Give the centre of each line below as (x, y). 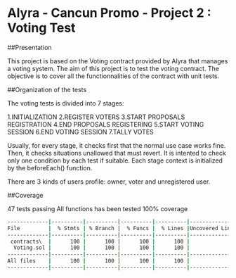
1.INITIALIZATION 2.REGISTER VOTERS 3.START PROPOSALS (96, 117)
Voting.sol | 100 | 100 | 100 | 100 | (102, 248)
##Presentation (29, 47)
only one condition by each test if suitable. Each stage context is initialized (115, 160)
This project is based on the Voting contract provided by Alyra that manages (118, 61)
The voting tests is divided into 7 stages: (66, 103)
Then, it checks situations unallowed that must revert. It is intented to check (117, 153)
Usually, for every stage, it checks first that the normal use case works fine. (117, 145)
